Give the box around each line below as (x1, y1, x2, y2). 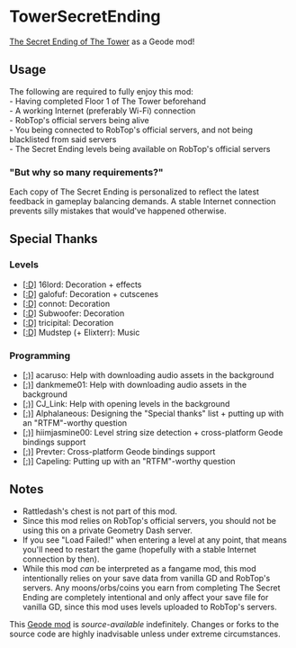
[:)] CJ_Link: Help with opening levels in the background (22, 399, 230, 409)
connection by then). (22, 553, 101, 564)
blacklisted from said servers (9, 133, 117, 145)
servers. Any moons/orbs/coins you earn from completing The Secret (22, 582, 281, 593)
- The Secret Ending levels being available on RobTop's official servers (9, 143, 271, 154)
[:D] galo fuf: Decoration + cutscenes (22, 288, 159, 299)
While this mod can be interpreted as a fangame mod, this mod (22, 562, 256, 573)
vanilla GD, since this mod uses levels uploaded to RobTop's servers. (22, 601, 277, 612)
